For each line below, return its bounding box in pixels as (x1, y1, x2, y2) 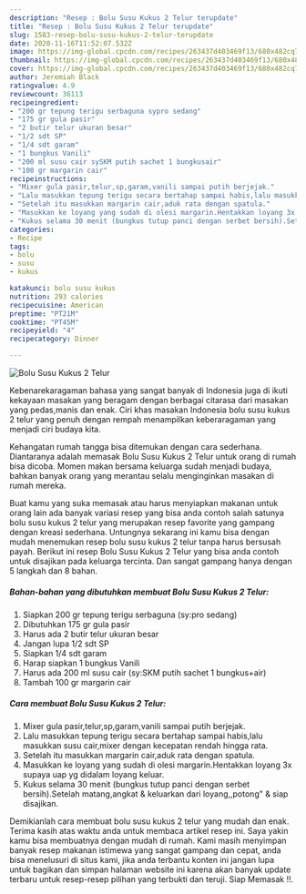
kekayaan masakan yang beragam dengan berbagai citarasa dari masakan (9, 395, 289, 405)
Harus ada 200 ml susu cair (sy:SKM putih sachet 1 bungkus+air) (22, 666, 267, 678)
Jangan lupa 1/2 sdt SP (22, 638, 109, 649)
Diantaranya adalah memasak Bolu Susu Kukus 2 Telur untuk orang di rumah (9, 452, 297, 462)
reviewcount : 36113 (9, 89, 84, 98)
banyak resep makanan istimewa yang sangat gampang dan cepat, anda (9, 844, 281, 856)
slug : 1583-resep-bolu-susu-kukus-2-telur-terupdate (9, 30, 214, 39)
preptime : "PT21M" (9, 309, 79, 319)
